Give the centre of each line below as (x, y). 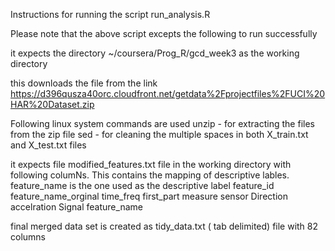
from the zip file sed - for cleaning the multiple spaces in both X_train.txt (159, 134)
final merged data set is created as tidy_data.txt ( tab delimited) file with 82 (164, 226)
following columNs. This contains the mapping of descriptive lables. (150, 175)
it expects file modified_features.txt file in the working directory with (151, 164)
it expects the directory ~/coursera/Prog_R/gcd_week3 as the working (155, 53)
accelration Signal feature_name (76, 207)
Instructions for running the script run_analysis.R (110, 14)
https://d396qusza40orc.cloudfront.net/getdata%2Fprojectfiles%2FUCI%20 (168, 93)
